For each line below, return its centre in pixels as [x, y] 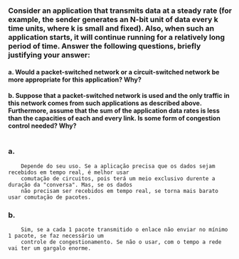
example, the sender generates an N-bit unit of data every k [113, 19]
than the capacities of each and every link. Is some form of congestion [115, 119]
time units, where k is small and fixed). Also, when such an [111, 28]
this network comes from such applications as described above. [105, 103]
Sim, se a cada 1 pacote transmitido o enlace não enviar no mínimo [124, 229]
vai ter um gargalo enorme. [50, 248]
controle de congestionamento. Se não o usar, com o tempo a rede [121, 242]
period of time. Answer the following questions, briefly [105, 46]
